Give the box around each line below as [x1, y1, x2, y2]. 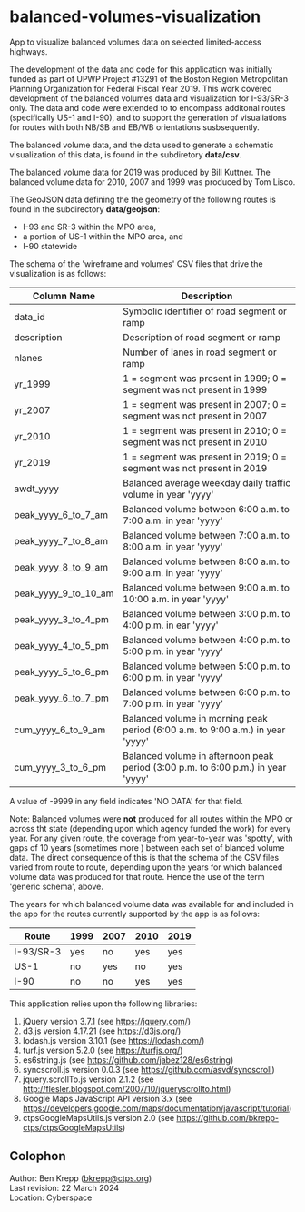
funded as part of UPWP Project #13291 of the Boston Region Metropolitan [9, 73, 289, 84]
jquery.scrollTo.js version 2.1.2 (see [22, 1074, 154, 1085]
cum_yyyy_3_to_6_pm [14, 761, 107, 773]
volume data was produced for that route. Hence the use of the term [9, 871, 265, 882]
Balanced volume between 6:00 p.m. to [122, 685, 290, 698]
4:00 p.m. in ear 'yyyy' [122, 619, 220, 631]
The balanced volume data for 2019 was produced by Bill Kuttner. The [9, 167, 271, 177]
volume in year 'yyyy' [122, 488, 214, 500]
